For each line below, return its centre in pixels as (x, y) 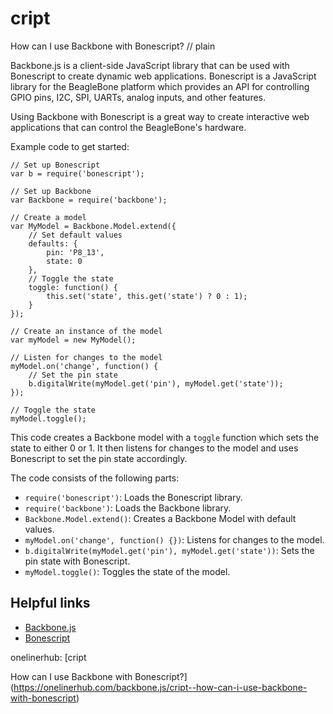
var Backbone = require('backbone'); (89, 200)
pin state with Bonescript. (77, 561)
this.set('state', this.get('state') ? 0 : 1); (147, 296)
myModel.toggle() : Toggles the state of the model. (127, 571)
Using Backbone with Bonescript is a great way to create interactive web (160, 116)
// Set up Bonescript (55, 165)
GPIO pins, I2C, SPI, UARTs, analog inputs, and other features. (138, 97)
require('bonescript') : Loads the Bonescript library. (133, 497)
